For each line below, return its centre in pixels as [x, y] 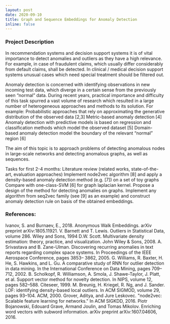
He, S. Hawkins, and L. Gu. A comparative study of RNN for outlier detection [85, 263]
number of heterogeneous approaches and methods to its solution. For [79, 106]
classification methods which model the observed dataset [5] [69, 127]
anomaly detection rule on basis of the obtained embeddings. [70, 201]
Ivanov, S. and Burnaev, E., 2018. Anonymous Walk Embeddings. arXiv [79, 225]
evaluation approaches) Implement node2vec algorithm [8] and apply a [88, 174]
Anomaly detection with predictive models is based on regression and [78, 122]
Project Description [30, 42]
